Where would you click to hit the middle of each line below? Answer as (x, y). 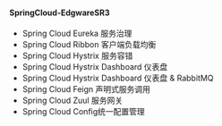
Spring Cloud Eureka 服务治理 (77, 34)
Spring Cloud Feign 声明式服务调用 (86, 89)
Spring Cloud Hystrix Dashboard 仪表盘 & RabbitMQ (118, 78)
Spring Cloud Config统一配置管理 (83, 112)
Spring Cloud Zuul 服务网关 (73, 101)
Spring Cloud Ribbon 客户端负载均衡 (89, 45)
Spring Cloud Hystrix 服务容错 (77, 56)
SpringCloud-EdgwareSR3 (60, 13)
